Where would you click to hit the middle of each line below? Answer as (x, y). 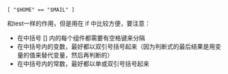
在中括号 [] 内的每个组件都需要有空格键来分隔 (81, 38)
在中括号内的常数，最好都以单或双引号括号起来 (83, 64)
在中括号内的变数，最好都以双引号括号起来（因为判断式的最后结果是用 (116, 47)
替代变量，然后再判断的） (77, 55)
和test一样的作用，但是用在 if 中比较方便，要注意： (79, 23)
